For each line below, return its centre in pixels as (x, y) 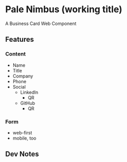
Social (19, 87)
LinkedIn (29, 92)
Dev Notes (22, 154)
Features (20, 39)
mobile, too (24, 138)
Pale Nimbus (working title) (64, 9)
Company (23, 76)
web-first (22, 132)
